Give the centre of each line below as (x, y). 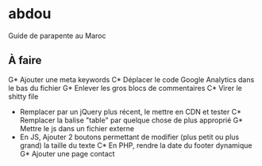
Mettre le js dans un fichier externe (77, 128)
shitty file (23, 96)
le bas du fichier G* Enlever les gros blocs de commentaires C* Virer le (125, 88)
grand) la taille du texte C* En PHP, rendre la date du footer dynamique (136, 145)
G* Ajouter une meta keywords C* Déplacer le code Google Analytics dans (131, 79)
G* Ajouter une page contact (67, 153)
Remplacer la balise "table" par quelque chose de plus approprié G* (131, 120)
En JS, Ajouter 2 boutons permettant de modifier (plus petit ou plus (129, 137)
